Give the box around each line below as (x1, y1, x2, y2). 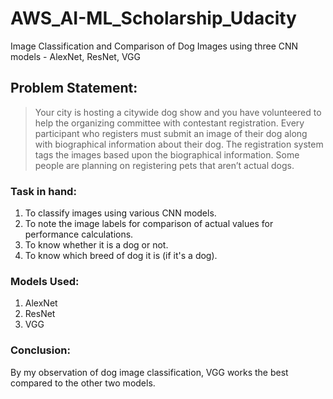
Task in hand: (10, 184, 77, 198)
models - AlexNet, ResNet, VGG (10, 50, 141, 62)
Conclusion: (10, 343, 71, 357)
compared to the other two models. (10, 377, 156, 389)
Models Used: (10, 274, 80, 288)
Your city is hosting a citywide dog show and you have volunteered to (34, 106, 322, 118)
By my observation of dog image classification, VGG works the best (10, 366, 289, 378)
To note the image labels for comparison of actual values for (24, 218, 274, 230)
